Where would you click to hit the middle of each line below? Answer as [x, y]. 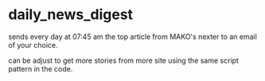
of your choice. [33, 44]
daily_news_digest [71, 15]
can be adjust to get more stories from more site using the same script [123, 60]
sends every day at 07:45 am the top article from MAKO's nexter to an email [132, 37]
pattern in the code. [41, 68]
